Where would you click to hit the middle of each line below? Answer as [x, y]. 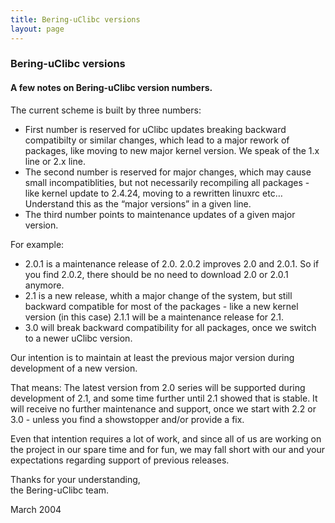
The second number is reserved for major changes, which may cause [168, 172]
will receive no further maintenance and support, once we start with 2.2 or [163, 408]
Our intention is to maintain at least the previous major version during [152, 357]
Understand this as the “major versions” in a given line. [138, 203]
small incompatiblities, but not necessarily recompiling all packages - [167, 182]
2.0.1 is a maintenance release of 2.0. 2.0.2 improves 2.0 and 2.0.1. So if [172, 263]
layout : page [37, 29]
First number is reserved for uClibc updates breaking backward [155, 129]
